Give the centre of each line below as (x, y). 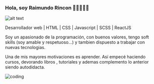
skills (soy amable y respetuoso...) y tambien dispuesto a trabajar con (75, 42)
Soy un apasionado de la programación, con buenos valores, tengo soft (77, 37)
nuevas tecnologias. (25, 48)
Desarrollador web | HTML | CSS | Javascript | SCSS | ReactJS (68, 28)
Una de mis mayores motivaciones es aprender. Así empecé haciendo (75, 57)
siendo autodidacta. (25, 67)
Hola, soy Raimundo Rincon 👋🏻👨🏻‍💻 (47, 8)
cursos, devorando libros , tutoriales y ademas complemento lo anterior (77, 62)
